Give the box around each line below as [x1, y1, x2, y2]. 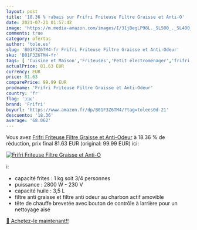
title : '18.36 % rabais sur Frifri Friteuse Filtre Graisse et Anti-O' [6, 14, 185, 20]
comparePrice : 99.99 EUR [6, 80, 67, 86]
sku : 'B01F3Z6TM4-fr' [6, 52, 59, 58]
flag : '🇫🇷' [6, 96, 35, 102]
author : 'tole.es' [6, 42, 51, 48]
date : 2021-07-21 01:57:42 [6, 19, 72, 25]
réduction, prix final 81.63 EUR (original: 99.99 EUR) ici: [6, 140, 140, 147]
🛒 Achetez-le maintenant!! [6, 218, 69, 225]
